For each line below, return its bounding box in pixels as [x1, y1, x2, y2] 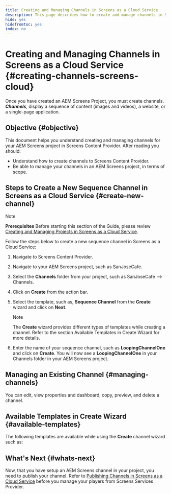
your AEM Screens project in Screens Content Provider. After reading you [5, 143, 159, 149]
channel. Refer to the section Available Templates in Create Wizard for [12, 329, 160, 335]
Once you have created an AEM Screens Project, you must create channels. [5, 98, 164, 104]
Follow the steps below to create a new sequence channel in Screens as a [5, 238, 160, 244]
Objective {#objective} [5, 124, 79, 132]
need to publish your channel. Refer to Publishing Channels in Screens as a [5, 473, 163, 479]
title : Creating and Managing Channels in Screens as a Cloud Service [5, 7, 158, 13]
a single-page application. [5, 109, 60, 115]
